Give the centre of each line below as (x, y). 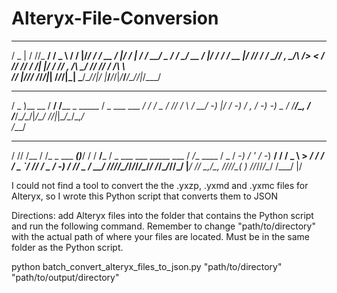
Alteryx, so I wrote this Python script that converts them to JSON (144, 196)
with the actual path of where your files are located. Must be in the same (161, 236)
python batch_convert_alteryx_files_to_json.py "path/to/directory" (147, 266)
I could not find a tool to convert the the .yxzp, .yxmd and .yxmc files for (160, 185)
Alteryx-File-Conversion (115, 18)
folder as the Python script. (67, 247)
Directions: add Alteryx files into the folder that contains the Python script (162, 215)
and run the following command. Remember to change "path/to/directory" (163, 226)
